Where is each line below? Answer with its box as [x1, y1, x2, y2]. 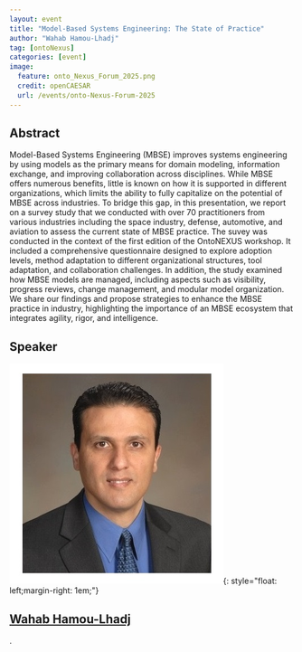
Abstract [9, 126, 61, 141]
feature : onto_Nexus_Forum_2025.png [17, 72, 156, 81]
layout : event [9, 14, 63, 24]
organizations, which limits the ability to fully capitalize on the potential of [9, 188, 283, 199]
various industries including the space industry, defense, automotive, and [9, 217, 283, 228]
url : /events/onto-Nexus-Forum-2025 [17, 90, 156, 99]
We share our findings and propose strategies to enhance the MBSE [9, 294, 262, 305]
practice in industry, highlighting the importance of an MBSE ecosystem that [9, 303, 294, 314]
